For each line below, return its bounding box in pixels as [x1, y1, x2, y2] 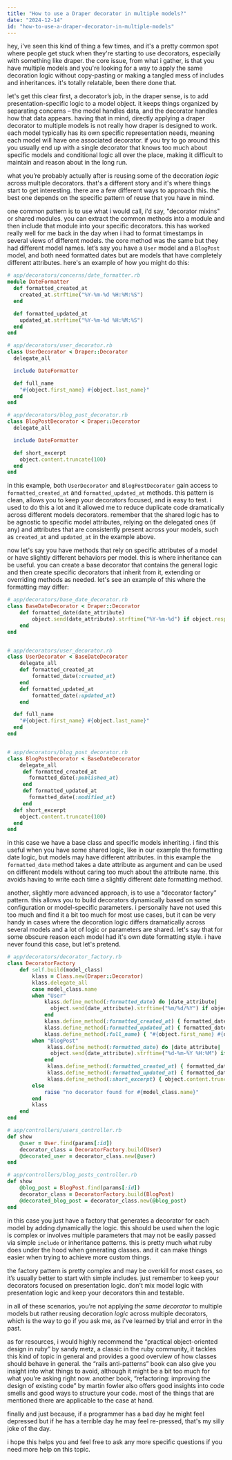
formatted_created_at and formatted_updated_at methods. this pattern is [7, 489, 214, 497]
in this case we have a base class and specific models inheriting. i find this [7, 839, 220, 847]
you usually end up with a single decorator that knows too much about [7, 143, 208, 152]
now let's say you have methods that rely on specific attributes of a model [7, 546, 217, 554]
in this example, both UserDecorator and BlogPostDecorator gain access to [7, 482, 218, 490]
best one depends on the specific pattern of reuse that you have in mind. [7, 194, 215, 202]
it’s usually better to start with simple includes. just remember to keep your [7, 1274, 220, 1282]
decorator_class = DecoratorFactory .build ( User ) [19, 1146, 162, 1153]
